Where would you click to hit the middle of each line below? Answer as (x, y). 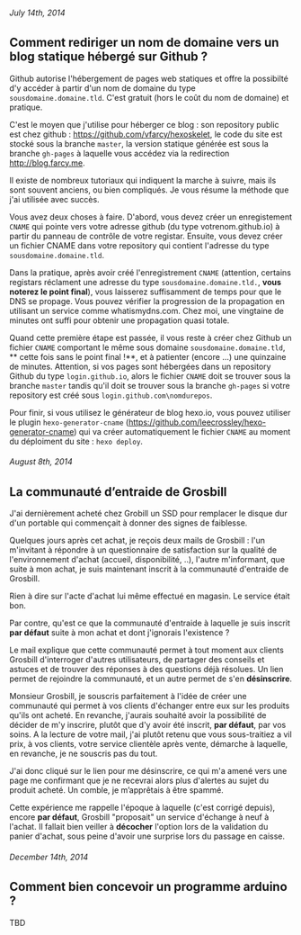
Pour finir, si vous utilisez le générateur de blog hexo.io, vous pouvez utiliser (150, 412)
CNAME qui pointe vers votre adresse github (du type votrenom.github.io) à (145, 226)
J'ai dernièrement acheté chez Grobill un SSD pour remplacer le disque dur (148, 514)
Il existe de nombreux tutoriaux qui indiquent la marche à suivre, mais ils (143, 180)
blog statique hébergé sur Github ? (109, 57)
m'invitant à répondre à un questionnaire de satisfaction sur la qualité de (143, 550)
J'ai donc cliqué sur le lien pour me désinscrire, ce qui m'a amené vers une (148, 771)
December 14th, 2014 (49, 857)
